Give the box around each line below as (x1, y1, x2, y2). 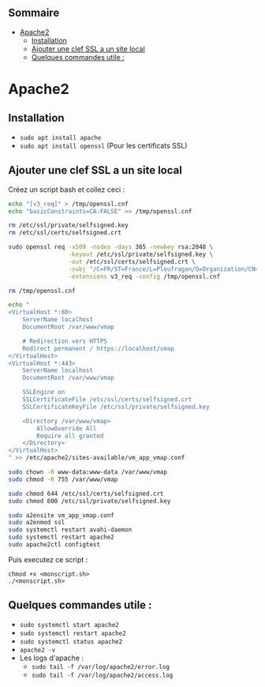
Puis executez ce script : (8, 554, 88, 564)
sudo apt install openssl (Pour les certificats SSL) (19, 141, 188, 150)
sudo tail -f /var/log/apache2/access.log (31, 671, 174, 679)
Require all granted (36, 432, 104, 440)
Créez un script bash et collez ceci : (8, 185, 125, 194)
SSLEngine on (22, 389, 65, 396)
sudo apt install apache (19, 133, 102, 141)
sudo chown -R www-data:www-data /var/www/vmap (8, 468, 168, 476)
